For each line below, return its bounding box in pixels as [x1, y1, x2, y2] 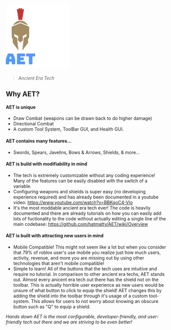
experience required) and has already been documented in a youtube [13, 194, 159, 200]
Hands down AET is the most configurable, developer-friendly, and [6, 314, 147, 320]
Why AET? [6, 90, 40, 98]
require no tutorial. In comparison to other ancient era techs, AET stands [13, 271, 165, 277]
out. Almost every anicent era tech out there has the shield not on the [13, 276, 159, 283]
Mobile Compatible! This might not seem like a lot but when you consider [13, 244, 166, 250]
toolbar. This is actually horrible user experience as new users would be [13, 282, 164, 288]
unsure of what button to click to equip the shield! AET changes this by [13, 288, 162, 294]
